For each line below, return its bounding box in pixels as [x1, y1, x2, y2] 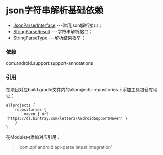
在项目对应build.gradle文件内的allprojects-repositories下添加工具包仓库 [6, 86, 153, 92]
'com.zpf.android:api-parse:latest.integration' [18, 144, 112, 150]
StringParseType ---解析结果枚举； [13, 35, 86, 41]
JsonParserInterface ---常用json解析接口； [13, 22, 103, 28]
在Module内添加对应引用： [6, 134, 61, 140]
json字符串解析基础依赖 [6, 5, 104, 16]
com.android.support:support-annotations [6, 60, 93, 66]
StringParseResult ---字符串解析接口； [13, 28, 93, 34]
